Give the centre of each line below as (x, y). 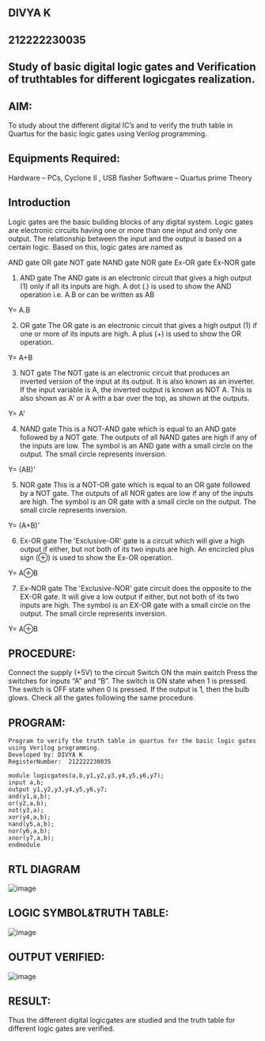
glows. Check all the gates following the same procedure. (102, 698)
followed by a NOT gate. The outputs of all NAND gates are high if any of (138, 437)
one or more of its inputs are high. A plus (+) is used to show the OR (130, 334)
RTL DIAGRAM (44, 869)
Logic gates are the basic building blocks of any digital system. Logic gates (131, 222)
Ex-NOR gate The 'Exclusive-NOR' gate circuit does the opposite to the (135, 588)
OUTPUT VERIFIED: (57, 957)
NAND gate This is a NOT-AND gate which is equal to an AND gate (128, 429)
